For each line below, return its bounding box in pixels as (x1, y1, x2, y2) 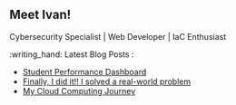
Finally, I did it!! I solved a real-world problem (22, 76, 192, 87)
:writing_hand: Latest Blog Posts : (9, 49, 134, 60)
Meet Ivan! (9, 7, 72, 23)
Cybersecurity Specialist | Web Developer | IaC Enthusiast (9, 31, 227, 42)
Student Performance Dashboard (22, 66, 147, 77)
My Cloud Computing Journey (22, 85, 136, 96)
